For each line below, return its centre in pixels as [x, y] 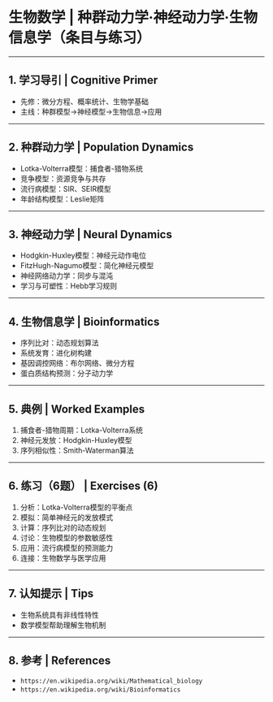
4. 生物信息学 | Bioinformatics [84, 321]
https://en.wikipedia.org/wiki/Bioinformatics [100, 690]
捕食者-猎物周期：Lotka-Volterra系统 [82, 430]
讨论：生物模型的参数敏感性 [67, 537]
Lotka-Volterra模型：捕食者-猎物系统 [82, 168]
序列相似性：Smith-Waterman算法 [77, 450]
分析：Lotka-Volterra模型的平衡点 [76, 507]
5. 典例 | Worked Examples [77, 409]
